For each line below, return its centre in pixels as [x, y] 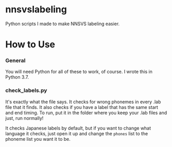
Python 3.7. [17, 77]
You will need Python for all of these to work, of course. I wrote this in [79, 72]
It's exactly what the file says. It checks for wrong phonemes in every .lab [83, 102]
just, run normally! [24, 118]
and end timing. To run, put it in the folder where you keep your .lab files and [86, 113]
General [15, 61]
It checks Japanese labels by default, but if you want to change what [78, 128]
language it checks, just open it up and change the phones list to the [77, 133]
